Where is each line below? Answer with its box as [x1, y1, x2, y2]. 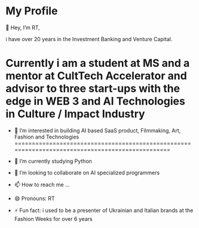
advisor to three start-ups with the [5, 82, 180, 95]
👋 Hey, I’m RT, [5, 24, 40, 31]
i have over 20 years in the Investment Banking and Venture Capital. [5, 35, 173, 42]
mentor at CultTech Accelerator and [5, 69, 188, 83]
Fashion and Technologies [14, 133, 79, 140]
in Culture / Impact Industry [5, 107, 145, 121]
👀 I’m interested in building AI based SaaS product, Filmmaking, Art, [14, 127, 181, 134]
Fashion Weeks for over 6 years [14, 215, 93, 222]
